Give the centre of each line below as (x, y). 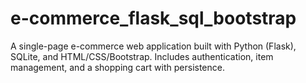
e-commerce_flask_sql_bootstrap (153, 18)
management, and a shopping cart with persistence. (117, 67)
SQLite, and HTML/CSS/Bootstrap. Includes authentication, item (142, 56)
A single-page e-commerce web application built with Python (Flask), (153, 46)
